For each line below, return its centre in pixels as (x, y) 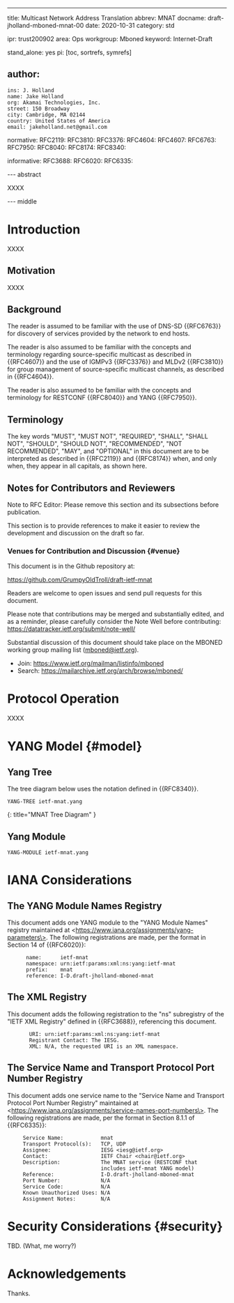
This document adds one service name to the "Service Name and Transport (116, 1095)
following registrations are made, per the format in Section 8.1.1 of (101, 1118)
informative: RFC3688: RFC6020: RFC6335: (70, 160)
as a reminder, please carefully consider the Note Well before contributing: (114, 622)
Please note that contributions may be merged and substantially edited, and (116, 614)
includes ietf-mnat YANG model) (148, 1168)
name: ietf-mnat (57, 958)
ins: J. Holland (31, 90)
